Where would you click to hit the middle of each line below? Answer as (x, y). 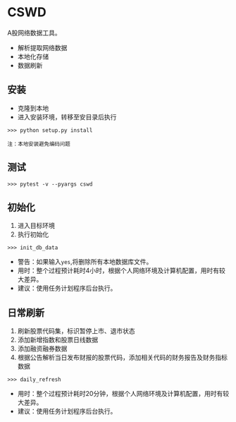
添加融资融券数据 (42, 349)
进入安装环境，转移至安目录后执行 (67, 116)
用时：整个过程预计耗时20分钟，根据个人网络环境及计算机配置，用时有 (120, 394)
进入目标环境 (36, 226)
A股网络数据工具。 (34, 32)
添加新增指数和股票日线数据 (58, 340)
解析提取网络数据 (42, 47)
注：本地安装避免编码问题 (39, 144)
